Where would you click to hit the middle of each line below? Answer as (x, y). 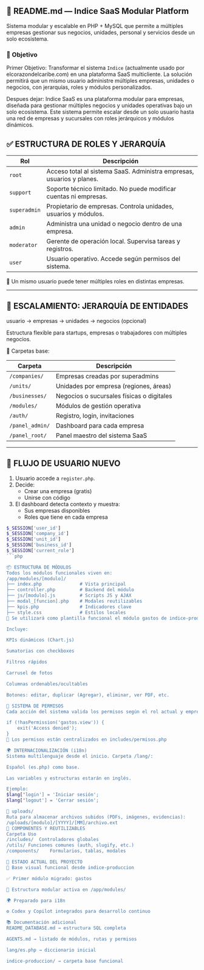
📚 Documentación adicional (42, 923)
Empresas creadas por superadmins (107, 376)
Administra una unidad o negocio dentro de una (114, 224)
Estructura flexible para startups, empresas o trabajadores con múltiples (97, 333)
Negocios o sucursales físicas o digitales (114, 396)
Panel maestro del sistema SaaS (101, 435)
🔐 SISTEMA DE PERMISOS (35, 706)
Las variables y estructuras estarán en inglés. (69, 778)
